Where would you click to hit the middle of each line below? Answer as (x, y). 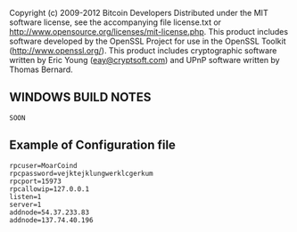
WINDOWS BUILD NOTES (80, 97)
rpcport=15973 (36, 181)
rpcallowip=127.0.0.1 (49, 189)
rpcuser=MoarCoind (43, 165)
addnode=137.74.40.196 (51, 220)
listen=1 (25, 196)
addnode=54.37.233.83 (49, 212)
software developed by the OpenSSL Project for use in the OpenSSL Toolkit (148, 41)
